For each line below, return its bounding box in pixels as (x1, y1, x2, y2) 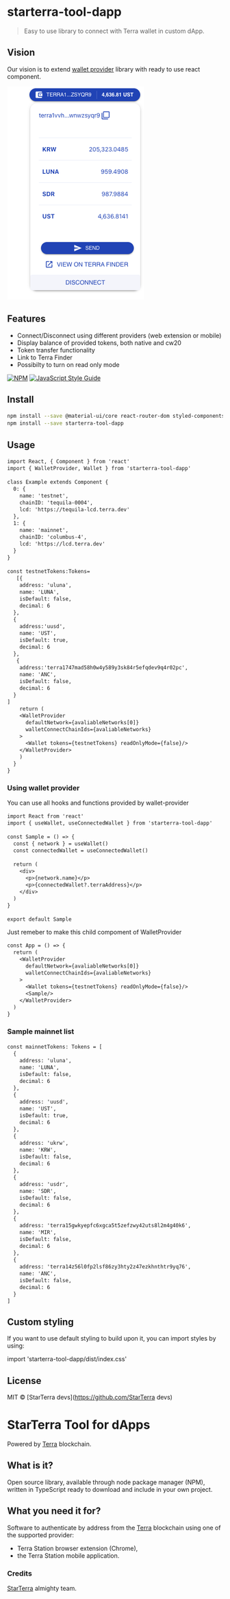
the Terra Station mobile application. (16, 1551, 120, 1560)
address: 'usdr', (19, 1181, 69, 1187)
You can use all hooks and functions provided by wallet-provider (7, 798, 190, 807)
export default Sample (7, 916, 72, 923)
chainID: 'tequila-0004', (19, 499, 94, 506)
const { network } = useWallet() (13, 840, 109, 847)
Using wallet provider (7, 783, 80, 792)
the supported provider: (7, 1530, 74, 1539)
